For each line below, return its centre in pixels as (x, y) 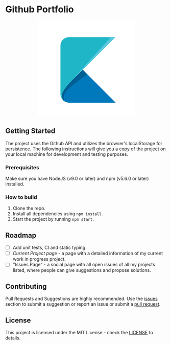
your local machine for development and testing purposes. (67, 154)
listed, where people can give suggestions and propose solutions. (82, 270)
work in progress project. (39, 259)
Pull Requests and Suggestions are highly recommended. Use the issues (82, 299)
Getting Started (30, 131)
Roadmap (21, 235)
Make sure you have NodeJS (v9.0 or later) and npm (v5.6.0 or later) (77, 179)
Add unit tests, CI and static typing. (50, 248)
